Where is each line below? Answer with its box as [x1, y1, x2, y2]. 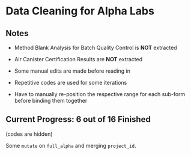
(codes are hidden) [5, 130, 53, 138]
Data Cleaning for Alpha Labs [5, 4, 154, 18]
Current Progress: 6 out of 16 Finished [5, 114, 151, 124]
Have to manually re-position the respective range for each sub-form [14, 91, 186, 97]
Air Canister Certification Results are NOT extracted [14, 56, 143, 62]
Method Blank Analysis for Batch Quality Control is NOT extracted [14, 44, 178, 51]
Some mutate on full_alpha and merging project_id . [5, 142, 136, 149]
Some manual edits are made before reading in [14, 67, 130, 74]
